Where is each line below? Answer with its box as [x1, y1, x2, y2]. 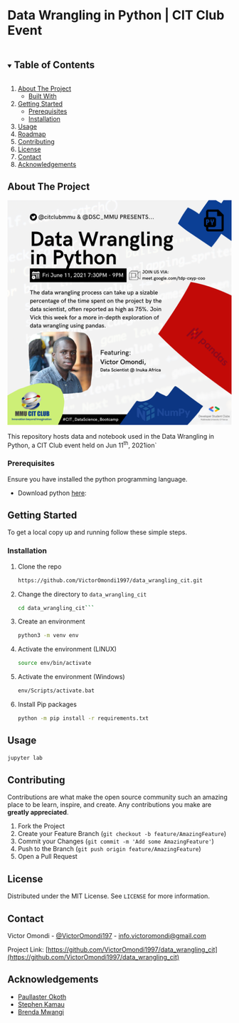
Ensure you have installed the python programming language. [7, 474, 188, 483]
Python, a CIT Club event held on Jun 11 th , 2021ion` [7, 439, 157, 449]
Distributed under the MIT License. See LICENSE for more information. [7, 892, 210, 900]
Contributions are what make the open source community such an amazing [7, 793, 228, 802]
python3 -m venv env [17, 632, 79, 639]
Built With [28, 91, 57, 100]
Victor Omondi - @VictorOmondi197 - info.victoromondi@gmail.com [7, 932, 206, 940]
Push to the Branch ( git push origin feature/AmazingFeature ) [17, 845, 201, 853]
